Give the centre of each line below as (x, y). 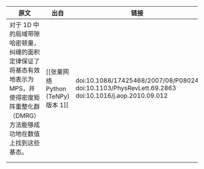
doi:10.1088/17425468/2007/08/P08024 (137, 80)
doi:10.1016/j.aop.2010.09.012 (122, 95)
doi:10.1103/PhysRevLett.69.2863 (126, 88)
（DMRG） (25, 116)
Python (56, 89)
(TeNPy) (58, 96)
